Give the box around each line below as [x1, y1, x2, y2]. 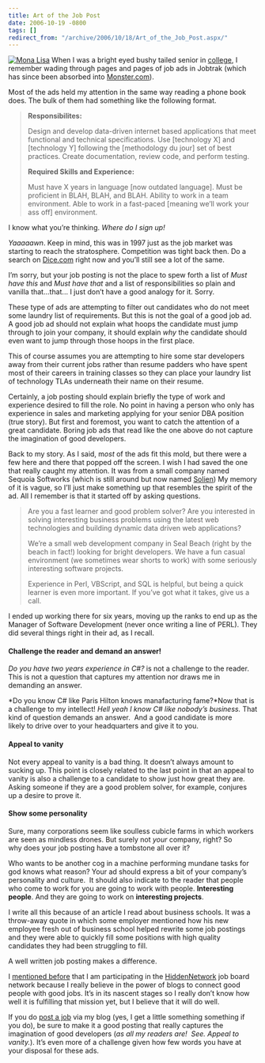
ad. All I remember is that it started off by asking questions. [8, 491, 201, 501]
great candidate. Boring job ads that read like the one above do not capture [8, 426, 253, 435]
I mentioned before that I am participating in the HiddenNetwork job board [8, 971, 250, 981]
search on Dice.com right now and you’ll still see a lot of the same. [8, 255, 225, 265]
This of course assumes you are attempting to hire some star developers [8, 351, 245, 361]
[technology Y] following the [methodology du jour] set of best [27, 143, 232, 153]
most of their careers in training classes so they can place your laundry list [8, 369, 252, 378]
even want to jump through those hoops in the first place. [8, 336, 195, 346]
